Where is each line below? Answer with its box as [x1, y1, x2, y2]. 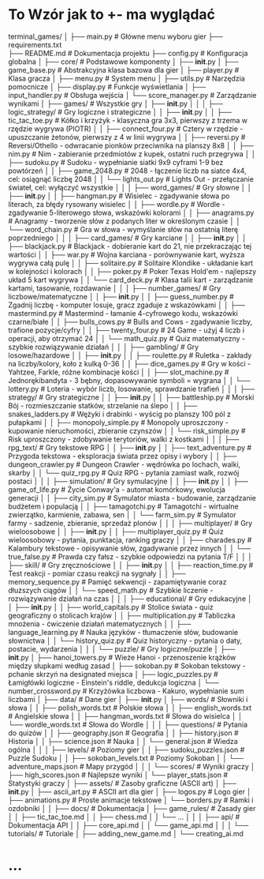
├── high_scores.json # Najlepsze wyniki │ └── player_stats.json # [8, 770, 229, 779]
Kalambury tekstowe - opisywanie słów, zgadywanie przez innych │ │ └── [8, 543, 251, 553]
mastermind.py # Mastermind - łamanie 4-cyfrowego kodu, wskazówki [8, 308, 239, 317]
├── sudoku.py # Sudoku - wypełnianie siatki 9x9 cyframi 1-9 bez [8, 157, 224, 167]
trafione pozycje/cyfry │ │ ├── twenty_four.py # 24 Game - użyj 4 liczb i [8, 325, 245, 335]
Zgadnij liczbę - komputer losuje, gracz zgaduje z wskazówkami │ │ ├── [8, 300, 246, 310]
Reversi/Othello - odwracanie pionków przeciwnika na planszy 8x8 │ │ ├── [8, 141, 255, 150]
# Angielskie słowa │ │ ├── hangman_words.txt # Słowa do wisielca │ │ [8, 711, 243, 720]
